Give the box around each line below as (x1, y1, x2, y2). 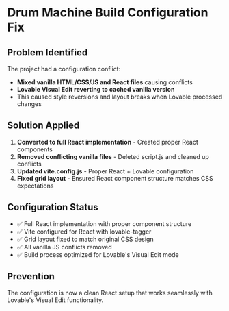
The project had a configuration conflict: (7, 65, 121, 73)
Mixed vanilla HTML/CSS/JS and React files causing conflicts (16, 78, 193, 86)
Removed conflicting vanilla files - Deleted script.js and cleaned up (16, 152, 210, 160)
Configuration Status (7, 201, 99, 213)
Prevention (7, 271, 55, 282)
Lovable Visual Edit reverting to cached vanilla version (16, 86, 175, 93)
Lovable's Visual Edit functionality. (7, 296, 104, 304)
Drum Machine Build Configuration (7, 5, 208, 21)
